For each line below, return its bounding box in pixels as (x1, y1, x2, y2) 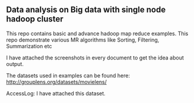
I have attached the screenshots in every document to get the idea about (6, 54, 184, 61)
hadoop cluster (6, 14, 63, 24)
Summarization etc (6, 42, 52, 49)
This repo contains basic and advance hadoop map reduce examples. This (6, 30, 189, 37)
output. (6, 60, 24, 67)
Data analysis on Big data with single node (6, 5, 166, 15)
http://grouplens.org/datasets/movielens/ (6, 78, 107, 85)
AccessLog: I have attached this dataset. (6, 89, 106, 97)
